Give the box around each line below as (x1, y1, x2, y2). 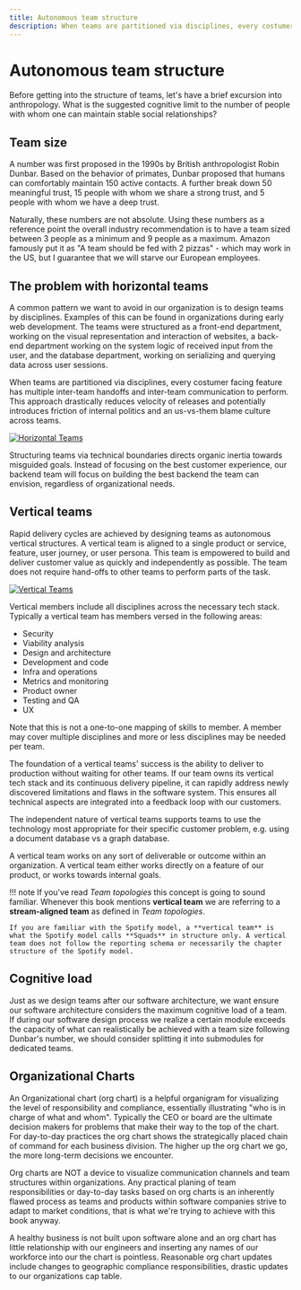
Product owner (21, 685, 78, 696)
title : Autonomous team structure (9, 13, 139, 22)
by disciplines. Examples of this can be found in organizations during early (9, 312, 284, 323)
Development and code (21, 656, 109, 667)
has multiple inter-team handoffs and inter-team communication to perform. (9, 387, 289, 398)
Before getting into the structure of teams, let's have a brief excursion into (9, 90, 282, 101)
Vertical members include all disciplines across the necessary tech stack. (9, 601, 280, 611)
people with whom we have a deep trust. (9, 197, 159, 207)
